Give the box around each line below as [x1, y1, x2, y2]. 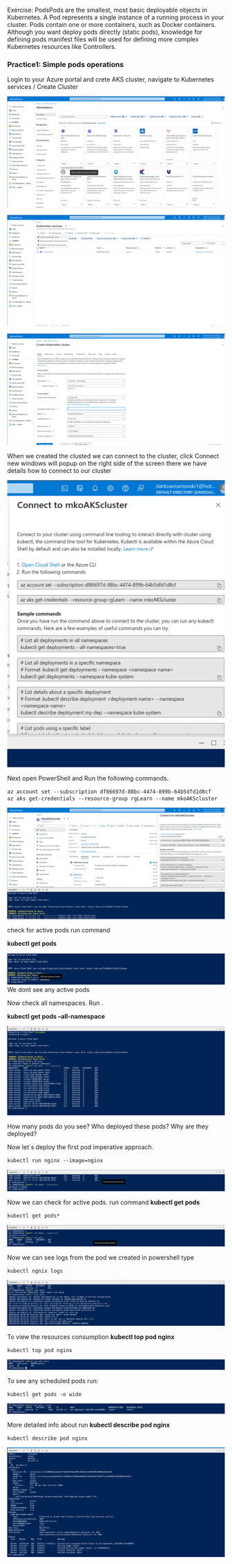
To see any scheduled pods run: [7, 1377, 99, 1385]
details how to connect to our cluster [7, 467, 112, 475]
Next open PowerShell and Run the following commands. [7, 774, 169, 783]
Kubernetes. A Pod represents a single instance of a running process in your [7, 13, 224, 21]
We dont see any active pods [7, 985, 90, 993]
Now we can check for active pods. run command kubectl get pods [7, 1198, 200, 1206]
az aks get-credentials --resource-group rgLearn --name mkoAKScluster [7, 795, 217, 803]
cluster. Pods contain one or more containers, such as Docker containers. [7, 21, 216, 28]
